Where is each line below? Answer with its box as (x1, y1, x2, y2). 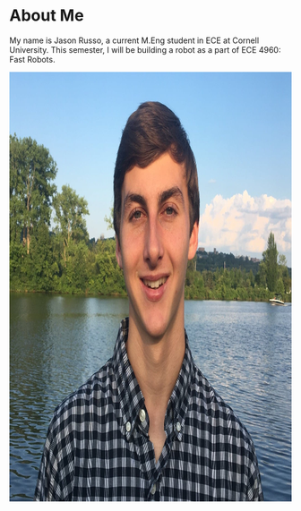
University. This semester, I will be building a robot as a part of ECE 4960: (9, 44, 281, 55)
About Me (9, 5, 84, 26)
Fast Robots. (9, 54, 56, 64)
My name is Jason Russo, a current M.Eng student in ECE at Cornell (9, 35, 260, 46)
